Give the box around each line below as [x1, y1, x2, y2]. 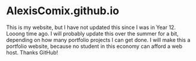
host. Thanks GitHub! [6, 49, 58, 56]
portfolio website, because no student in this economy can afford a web [6, 43, 183, 50]
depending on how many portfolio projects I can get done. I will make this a [6, 36, 191, 43]
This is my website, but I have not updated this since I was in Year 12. [6, 24, 176, 31]
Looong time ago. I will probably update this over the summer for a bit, [6, 30, 179, 37]
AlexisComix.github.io [6, 4, 119, 18]
